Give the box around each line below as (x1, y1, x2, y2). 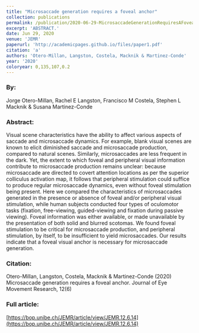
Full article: (6, 300, 40, 309)
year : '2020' (6, 58, 38, 64)
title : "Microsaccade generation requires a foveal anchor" (6, 8, 158, 15)
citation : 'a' (6, 47, 41, 53)
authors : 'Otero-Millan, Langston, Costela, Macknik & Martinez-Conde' (6, 53, 187, 59)
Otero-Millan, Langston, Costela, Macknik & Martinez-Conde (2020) (6, 273, 172, 280)
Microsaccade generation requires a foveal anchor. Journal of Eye (6, 279, 168, 286)
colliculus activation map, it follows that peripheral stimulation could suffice (6, 175, 190, 182)
